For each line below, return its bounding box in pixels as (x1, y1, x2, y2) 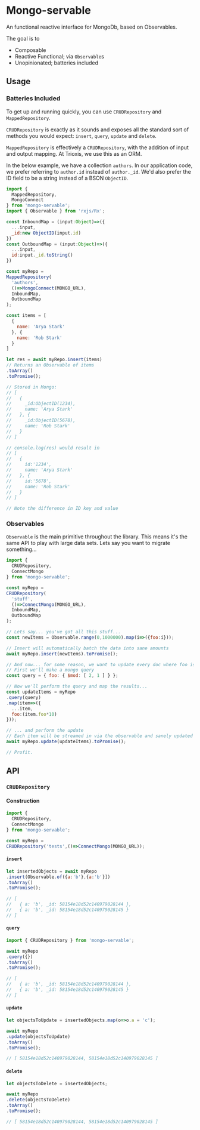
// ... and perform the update (6, 728, 84, 734)
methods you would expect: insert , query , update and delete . (6, 132, 157, 139)
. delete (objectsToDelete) (6, 1097, 70, 1103)
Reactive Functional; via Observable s (14, 53, 104, 60)
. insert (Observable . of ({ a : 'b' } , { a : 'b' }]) (6, 874, 111, 880)
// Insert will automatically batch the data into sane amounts (6, 645, 169, 651)
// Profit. (6, 749, 33, 755)
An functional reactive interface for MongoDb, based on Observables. (6, 23, 177, 30)
